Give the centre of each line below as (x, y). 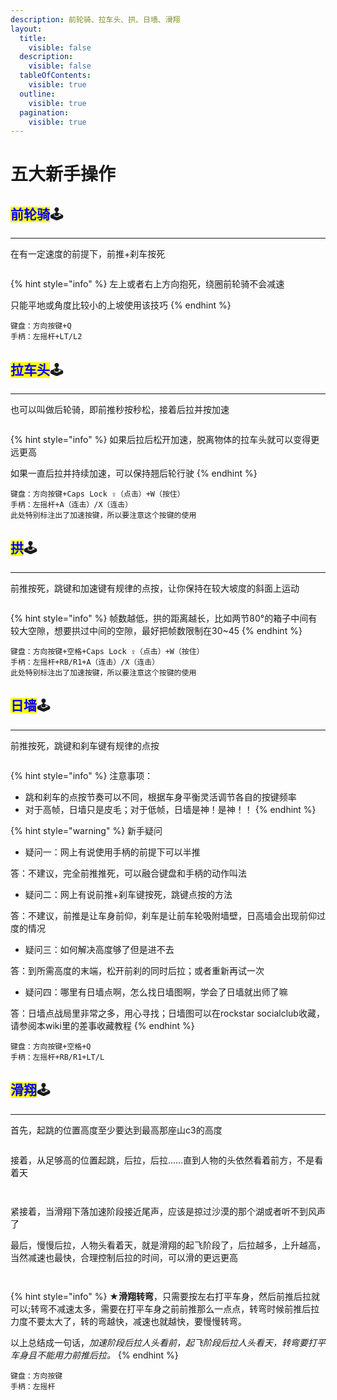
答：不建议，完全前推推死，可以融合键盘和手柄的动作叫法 (128, 873)
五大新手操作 (63, 174)
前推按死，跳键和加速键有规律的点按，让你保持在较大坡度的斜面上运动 (155, 588)
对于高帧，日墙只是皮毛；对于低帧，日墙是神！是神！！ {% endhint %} (170, 809)
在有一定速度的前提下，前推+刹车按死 (88, 254)
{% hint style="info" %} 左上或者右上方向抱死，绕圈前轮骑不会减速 (147, 284)
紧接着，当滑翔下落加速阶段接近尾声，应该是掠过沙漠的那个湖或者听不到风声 (168, 1211)
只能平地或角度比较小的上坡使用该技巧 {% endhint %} (121, 305)
